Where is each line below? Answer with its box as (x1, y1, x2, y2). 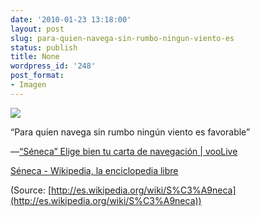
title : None (10, 52, 60, 62)
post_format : (10, 71, 65, 81)
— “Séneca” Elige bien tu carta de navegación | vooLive (10, 145, 238, 157)
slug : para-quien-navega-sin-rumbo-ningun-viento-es (10, 33, 235, 43)
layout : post (10, 24, 65, 34)
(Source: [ (10, 184, 52, 196)
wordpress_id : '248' (10, 61, 97, 71)
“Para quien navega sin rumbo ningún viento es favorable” (10, 126, 251, 138)
